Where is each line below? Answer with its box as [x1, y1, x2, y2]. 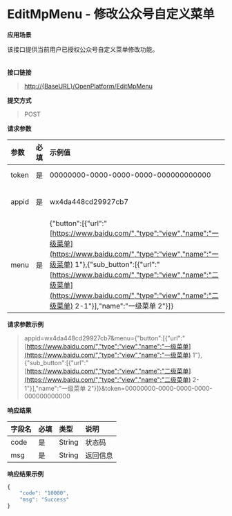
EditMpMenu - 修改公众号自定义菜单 [7, 6, 215, 22]
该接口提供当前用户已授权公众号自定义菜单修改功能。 [7, 45, 159, 53]
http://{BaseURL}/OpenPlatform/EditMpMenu [23, 82, 153, 90]
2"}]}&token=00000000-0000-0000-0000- [87, 384, 213, 392]
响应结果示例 [7, 470, 43, 478]
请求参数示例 [7, 320, 43, 329]
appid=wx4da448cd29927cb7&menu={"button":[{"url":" [23, 333, 186, 342]
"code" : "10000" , [19, 490, 70, 497]
